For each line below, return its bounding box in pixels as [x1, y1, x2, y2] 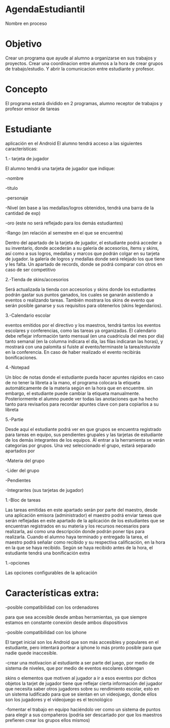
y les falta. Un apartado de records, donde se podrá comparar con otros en [5, 261, 163, 267]
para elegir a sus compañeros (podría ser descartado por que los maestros [5, 712, 162, 718]
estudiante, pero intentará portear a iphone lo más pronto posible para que [5, 644, 161, 650]
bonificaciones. [5, 354, 38, 360]
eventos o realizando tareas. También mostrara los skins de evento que [5, 297, 155, 303]
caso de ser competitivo [5, 267, 56, 273]
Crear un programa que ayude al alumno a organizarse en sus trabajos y [5, 55, 157, 61]
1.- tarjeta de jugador [5, 155, 49, 161]
